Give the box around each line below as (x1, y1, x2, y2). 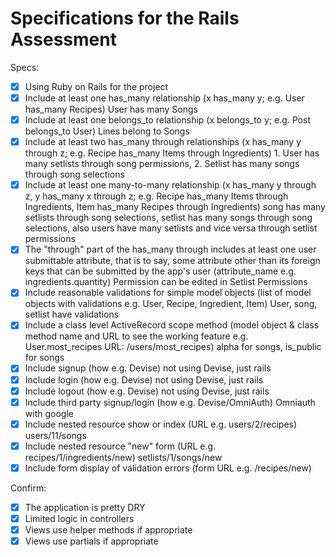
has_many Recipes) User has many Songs (24, 103, 198, 116)
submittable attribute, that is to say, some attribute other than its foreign (24, 255, 321, 267)
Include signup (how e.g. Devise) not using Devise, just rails (24, 362, 272, 374)
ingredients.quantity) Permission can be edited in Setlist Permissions (24, 276, 308, 288)
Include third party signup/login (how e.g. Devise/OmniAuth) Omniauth (24, 396, 316, 408)
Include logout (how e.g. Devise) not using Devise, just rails (24, 385, 270, 397)
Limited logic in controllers (24, 512, 135, 524)
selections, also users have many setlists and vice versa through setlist (24, 222, 318, 234)
